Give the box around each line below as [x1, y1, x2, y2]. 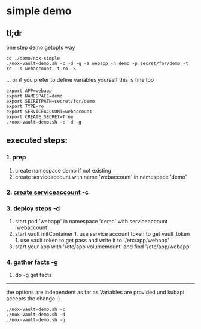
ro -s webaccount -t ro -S [6, 66, 77, 72]
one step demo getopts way [6, 44, 75, 51]
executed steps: [6, 136, 68, 146]
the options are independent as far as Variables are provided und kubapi [6, 288, 184, 296]
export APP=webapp [6, 88, 52, 94]
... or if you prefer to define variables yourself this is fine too [6, 76, 154, 83]
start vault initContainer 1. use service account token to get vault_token [14, 230, 190, 237]
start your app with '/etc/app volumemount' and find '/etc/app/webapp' [14, 243, 191, 250]
